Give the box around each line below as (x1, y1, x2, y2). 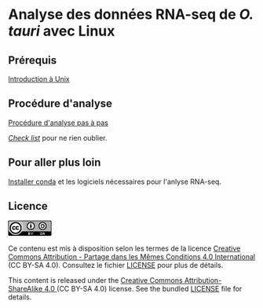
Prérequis (8, 53, 57, 67)
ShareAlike (8, 284, 43, 294)
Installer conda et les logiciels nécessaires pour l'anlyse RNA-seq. (8, 177, 222, 186)
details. (8, 292, 32, 302)
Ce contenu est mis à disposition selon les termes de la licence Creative (8, 244, 241, 253)
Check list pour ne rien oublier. (8, 133, 108, 142)
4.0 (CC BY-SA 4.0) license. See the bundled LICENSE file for (44, 284, 243, 294)
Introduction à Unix (8, 75, 70, 83)
